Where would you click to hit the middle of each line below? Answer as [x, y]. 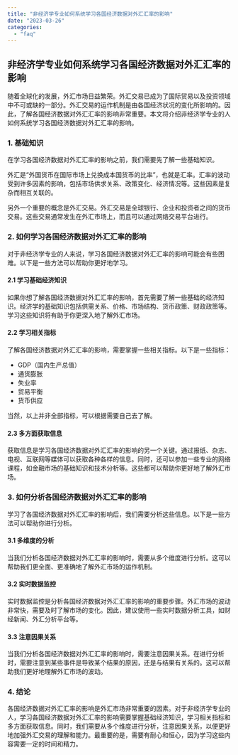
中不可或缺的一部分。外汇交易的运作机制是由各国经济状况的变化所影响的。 [116, 105]
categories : [25, 27]
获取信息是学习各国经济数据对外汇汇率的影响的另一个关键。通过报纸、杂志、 [119, 450]
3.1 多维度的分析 [31, 540]
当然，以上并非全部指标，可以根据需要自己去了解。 [82, 416]
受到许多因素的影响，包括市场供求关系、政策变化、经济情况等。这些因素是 [116, 184]
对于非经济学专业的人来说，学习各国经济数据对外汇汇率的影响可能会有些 [113, 254]
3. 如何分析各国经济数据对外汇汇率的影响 [77, 497]
